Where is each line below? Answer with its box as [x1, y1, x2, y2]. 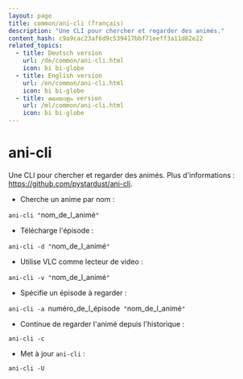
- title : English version [15, 72, 103, 80]
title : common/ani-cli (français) [8, 19, 125, 27]
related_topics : [8, 42, 63, 50]
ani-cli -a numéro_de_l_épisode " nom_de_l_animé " [8, 303, 186, 313]
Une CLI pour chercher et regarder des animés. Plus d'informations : [8, 170, 236, 179]
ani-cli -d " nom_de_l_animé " [8, 241, 110, 250]
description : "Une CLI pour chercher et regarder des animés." [8, 27, 225, 35]
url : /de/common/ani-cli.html [23, 57, 125, 65]
